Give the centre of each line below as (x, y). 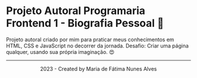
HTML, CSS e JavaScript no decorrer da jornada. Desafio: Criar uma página (97, 46)
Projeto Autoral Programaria (76, 11)
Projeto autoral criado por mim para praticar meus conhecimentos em (90, 39)
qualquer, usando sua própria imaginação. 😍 (60, 52)
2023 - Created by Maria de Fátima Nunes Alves (98, 69)
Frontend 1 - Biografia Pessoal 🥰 (85, 23)
